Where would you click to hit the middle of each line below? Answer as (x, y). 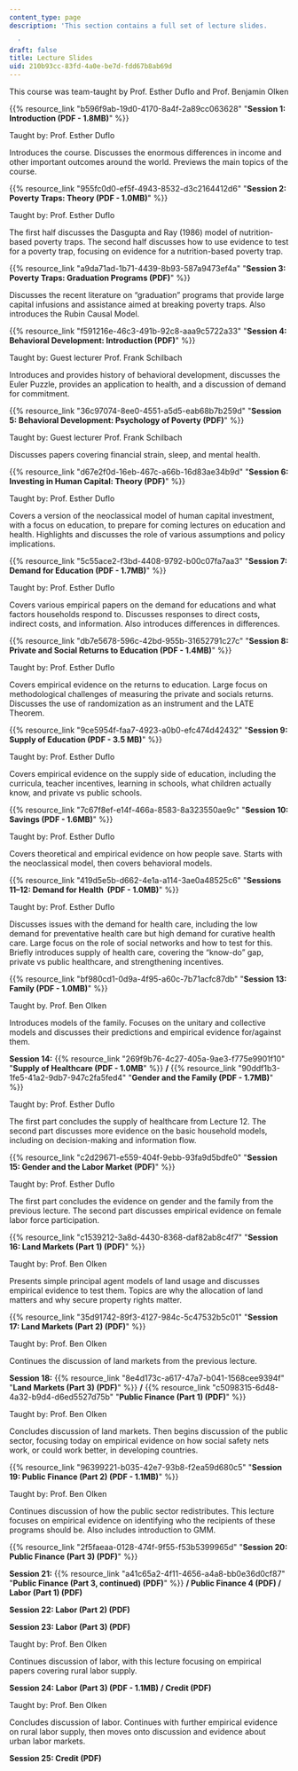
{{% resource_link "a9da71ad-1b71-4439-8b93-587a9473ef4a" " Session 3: (148, 268)
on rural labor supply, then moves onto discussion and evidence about (137, 1732)
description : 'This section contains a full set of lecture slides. (138, 26)
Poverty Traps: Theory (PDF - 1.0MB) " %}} (89, 198)
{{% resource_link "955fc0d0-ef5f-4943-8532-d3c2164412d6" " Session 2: (148, 188)
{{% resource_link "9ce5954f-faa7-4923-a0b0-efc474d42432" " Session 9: (149, 730)
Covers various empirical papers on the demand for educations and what (143, 605)
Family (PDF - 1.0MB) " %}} (59, 988)
